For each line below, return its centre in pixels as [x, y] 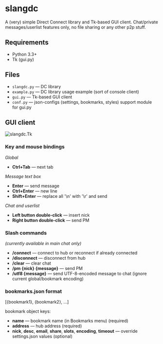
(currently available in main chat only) [43, 243]
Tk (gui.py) [23, 59]
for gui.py [22, 107]
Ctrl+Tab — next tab [33, 167]
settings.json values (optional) [42, 336]
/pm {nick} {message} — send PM [47, 268]
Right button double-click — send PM [51, 220]
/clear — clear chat [31, 263]
